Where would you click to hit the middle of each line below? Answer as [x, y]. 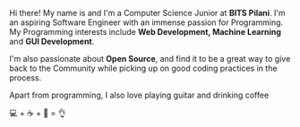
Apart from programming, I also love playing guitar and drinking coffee [139, 95]
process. [26, 78]
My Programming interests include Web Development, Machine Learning [146, 32]
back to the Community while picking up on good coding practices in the [143, 68]
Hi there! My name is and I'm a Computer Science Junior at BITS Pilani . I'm [148, 13]
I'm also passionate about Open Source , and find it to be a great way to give [150, 59]
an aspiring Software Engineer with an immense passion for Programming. [146, 22]
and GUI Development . [52, 41]
